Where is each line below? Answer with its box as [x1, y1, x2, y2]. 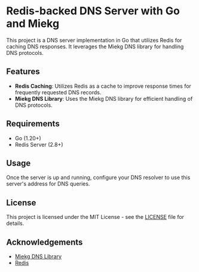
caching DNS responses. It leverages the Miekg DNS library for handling [6, 43, 184, 50]
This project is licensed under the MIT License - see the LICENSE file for [6, 214, 184, 221]
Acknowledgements [6, 237, 83, 247]
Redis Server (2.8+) [14, 141, 64, 148]
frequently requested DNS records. [14, 88, 102, 96]
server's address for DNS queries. [6, 180, 90, 187]
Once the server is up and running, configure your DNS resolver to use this [6, 174, 191, 181]
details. [6, 220, 25, 227]
